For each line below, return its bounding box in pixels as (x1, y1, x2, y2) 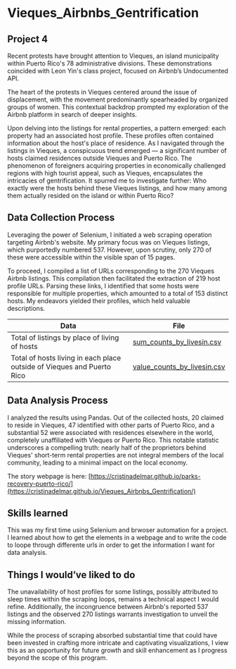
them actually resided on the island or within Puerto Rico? (7, 192, 174, 200)
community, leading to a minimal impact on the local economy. (7, 458, 188, 467)
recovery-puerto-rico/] (7, 479, 74, 488)
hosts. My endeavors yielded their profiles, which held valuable (7, 296, 191, 305)
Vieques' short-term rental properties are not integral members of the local (7, 450, 224, 459)
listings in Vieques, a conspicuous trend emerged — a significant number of (7, 147, 227, 154)
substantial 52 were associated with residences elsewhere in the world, (7, 428, 214, 436)
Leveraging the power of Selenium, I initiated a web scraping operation (7, 231, 212, 239)
